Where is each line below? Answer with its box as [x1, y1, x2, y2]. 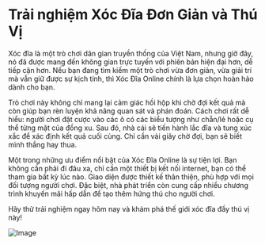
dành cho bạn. [8, 82, 55, 92]
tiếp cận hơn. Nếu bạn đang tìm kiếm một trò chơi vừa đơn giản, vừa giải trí [8, 65, 252, 75]
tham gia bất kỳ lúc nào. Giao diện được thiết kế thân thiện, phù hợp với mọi [8, 172, 255, 182]
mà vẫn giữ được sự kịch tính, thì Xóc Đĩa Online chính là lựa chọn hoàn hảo [8, 74, 255, 83]
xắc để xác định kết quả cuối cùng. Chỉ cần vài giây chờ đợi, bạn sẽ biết [8, 131, 243, 140]
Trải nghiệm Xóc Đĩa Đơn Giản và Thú [8, 6, 258, 24]
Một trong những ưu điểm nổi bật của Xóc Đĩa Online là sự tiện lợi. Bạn [8, 155, 237, 164]
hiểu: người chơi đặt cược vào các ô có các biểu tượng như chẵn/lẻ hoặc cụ [8, 114, 254, 124]
